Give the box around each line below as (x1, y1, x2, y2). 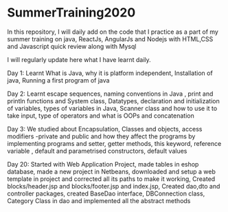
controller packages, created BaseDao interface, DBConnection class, (7, 189, 205, 198)
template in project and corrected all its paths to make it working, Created (7, 174, 216, 183)
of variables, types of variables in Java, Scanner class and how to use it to (7, 104, 218, 112)
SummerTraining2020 (7, 5, 136, 21)
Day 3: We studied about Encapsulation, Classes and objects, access (7, 125, 203, 133)
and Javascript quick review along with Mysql (7, 42, 137, 50)
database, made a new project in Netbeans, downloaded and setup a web (7, 167, 216, 176)
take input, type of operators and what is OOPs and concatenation (7, 112, 194, 120)
